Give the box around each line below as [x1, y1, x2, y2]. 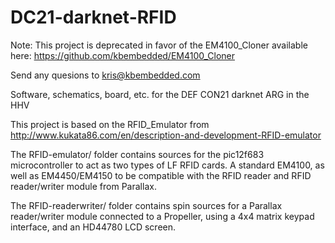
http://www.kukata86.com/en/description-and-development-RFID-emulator [10, 129, 322, 141]
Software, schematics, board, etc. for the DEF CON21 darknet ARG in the [10, 88, 310, 100]
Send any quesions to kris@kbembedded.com [10, 69, 201, 81]
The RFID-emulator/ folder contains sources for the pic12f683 [10, 148, 265, 160]
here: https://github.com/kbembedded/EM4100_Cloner [10, 49, 236, 61]
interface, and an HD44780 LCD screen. [10, 221, 177, 233]
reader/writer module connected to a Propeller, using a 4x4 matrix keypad [10, 210, 315, 222]
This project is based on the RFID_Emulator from [10, 118, 210, 130]
